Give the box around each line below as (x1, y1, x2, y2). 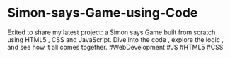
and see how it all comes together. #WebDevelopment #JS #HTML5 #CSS (7, 43, 224, 51)
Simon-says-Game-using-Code (7, 5, 198, 21)
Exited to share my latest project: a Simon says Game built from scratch (7, 28, 216, 36)
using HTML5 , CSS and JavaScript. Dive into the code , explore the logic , (7, 35, 224, 43)
